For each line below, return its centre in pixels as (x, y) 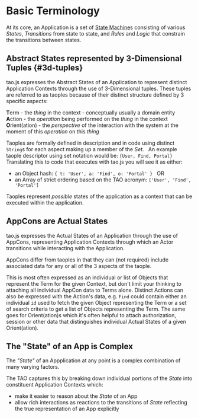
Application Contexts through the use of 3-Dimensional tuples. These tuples (99, 88)
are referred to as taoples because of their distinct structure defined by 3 (95, 95)
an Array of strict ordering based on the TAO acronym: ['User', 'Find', (103, 180)
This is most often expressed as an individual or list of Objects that (87, 277)
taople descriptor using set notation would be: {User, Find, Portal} (89, 155)
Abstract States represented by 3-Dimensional (94, 58)
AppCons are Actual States (57, 221)
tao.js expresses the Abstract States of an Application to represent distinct (97, 82)
